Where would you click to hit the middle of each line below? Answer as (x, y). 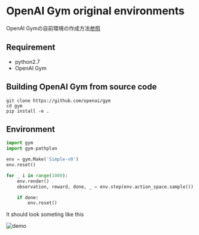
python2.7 (27, 61)
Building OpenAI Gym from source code (82, 87)
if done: (28, 197)
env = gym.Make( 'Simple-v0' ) (42, 159)
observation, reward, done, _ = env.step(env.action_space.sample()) (105, 187)
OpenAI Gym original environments (95, 11)
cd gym (14, 106)
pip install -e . (28, 111)
